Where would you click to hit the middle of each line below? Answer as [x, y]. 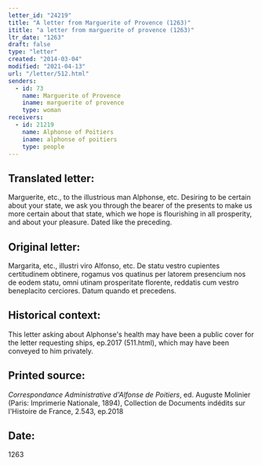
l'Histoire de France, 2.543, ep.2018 [66, 411]
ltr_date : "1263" [36, 37]
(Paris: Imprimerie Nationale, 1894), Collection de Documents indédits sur [127, 403]
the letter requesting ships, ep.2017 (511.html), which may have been [119, 343]
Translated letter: [51, 178]
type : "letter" [33, 52]
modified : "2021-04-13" [47, 67]
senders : [22, 81]
